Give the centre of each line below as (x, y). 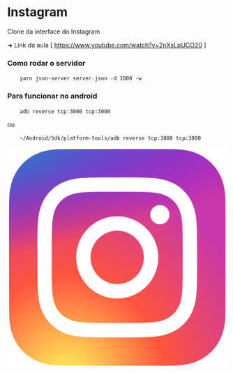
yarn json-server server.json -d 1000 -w (81, 79)
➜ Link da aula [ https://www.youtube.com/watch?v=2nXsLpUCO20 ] (107, 45)
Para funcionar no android (52, 96)
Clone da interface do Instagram (54, 31)
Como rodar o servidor (46, 63)
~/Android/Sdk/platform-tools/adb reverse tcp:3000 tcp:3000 (110, 138)
